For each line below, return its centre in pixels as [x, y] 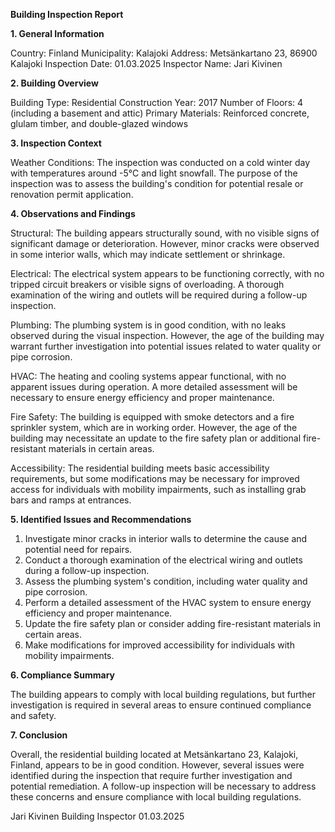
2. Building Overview [54, 83]
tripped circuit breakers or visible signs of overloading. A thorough [147, 284]
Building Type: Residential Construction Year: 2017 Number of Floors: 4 [157, 102]
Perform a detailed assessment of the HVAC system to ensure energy [168, 602]
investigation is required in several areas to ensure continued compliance [161, 705]
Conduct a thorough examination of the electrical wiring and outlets [163, 560]
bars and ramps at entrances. [71, 500]
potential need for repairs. [78, 549]
